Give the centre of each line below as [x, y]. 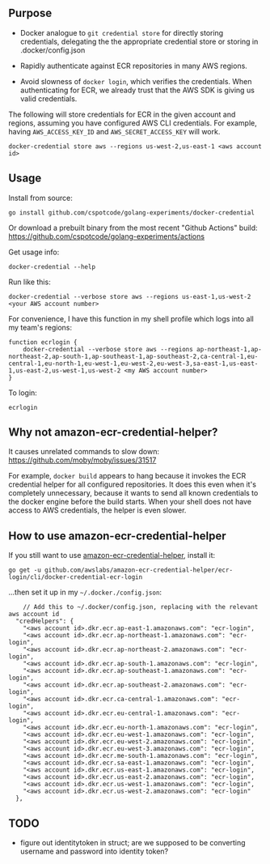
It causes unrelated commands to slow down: [84, 452]
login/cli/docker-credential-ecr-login [76, 577]
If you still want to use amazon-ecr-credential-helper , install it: [112, 555]
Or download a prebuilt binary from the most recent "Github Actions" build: [133, 228]
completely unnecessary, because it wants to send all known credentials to [133, 493]
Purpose [30, 13]
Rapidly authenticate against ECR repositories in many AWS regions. [134, 66]
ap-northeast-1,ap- [230, 349]
